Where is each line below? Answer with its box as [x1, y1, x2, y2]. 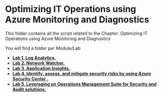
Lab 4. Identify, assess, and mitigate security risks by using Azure [12, 70, 151, 76]
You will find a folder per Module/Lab [5, 45, 81, 51]
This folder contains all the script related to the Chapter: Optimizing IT [5, 30, 148, 36]
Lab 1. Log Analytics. [12, 54, 56, 60]
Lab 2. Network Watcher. [12, 60, 65, 66]
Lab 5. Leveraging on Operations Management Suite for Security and [12, 81, 157, 87]
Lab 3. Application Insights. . [12, 65, 72, 71]
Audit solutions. [12, 86, 46, 92]
